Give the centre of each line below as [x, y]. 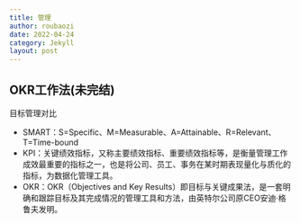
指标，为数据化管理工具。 [70, 175]
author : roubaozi [42, 26]
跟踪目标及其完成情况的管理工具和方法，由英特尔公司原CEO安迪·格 [162, 198]
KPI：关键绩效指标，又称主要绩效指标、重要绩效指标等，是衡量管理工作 [155, 153]
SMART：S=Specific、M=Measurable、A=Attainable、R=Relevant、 [149, 132]
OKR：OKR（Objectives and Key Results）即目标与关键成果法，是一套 [153, 186]
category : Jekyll [42, 43]
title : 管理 [30, 18]
